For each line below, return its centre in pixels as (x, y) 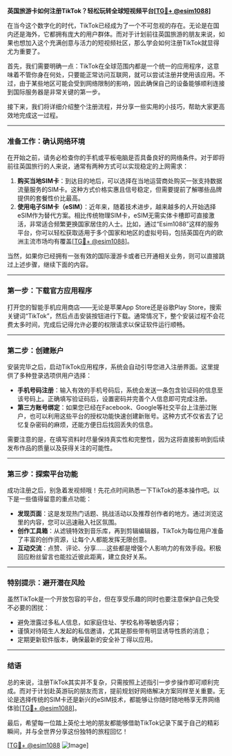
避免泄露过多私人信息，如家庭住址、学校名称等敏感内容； (99, 622)
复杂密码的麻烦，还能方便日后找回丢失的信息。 (90, 425)
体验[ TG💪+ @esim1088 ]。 (44, 708)
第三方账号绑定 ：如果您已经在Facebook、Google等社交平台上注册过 (114, 407)
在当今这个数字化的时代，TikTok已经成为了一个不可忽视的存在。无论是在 (110, 26)
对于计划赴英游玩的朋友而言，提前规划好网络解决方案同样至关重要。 (122, 690)
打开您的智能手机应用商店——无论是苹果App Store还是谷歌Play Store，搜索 (115, 307)
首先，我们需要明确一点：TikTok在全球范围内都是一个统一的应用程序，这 (110, 66)
